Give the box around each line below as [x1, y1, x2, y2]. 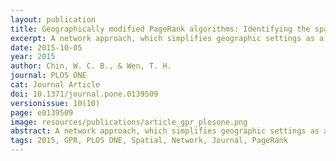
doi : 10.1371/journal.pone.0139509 [10, 89, 159, 99]
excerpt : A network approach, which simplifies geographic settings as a [10, 33, 325, 43]
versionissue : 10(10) [10, 98, 101, 108]
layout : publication [10, 14, 97, 25]
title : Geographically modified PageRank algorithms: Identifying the [10, 24, 311, 34]
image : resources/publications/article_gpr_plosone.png [10, 117, 248, 127]
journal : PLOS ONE [10, 71, 87, 81]
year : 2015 [10, 52, 56, 62]
